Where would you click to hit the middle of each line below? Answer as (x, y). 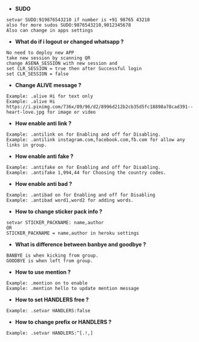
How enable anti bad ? (44, 184)
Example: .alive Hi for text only (50, 96)
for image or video (71, 112)
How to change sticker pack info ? (59, 212)
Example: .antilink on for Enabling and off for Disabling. (84, 134)
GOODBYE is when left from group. (50, 261)
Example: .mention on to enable (47, 283)
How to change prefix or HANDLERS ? (63, 322)
